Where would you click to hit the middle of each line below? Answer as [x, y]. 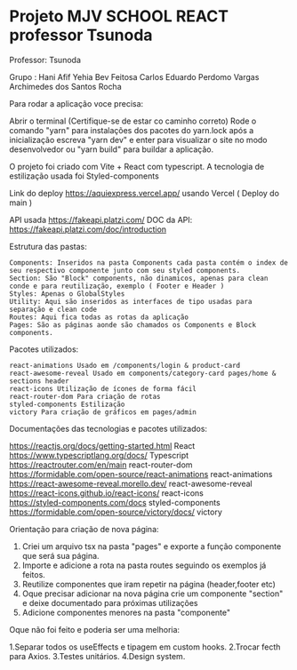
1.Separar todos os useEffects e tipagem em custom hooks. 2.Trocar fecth [145, 647]
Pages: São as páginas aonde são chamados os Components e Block [132, 325]
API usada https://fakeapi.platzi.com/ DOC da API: [101, 219]
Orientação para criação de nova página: [84, 529]
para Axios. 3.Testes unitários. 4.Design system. [97, 656]
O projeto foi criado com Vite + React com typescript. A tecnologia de [137, 166]
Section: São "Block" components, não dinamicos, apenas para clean [139, 278]
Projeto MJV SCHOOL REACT [119, 16]
